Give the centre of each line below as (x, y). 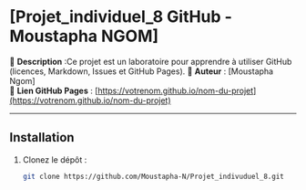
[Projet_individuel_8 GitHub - (121, 17)
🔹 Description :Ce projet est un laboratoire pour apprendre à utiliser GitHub (151, 61)
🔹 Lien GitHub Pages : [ (54, 90)
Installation (42, 137)
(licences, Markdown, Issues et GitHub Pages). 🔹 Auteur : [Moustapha (142, 71)
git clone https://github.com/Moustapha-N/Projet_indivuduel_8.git (153, 176)
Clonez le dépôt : (55, 159)
